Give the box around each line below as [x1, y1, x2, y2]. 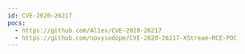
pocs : [7, 19, 26, 27]
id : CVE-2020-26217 [7, 11, 73, 20]
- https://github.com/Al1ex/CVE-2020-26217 [14, 26, 162, 34]
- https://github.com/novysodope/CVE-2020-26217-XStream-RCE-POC [14, 33, 238, 42]
